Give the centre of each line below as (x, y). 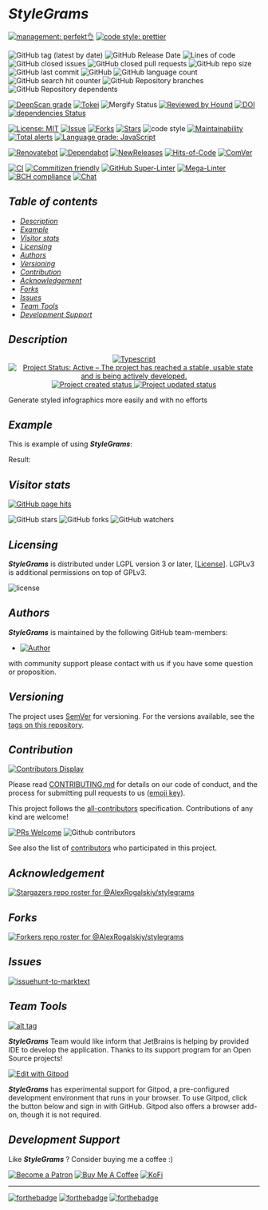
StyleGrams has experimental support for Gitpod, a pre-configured (119, 1089)
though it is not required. (61, 1114)
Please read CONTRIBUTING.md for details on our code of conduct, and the (133, 785)
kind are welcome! (39, 817)
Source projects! (35, 1058)
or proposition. (33, 672)
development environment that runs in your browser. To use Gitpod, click (128, 1097)
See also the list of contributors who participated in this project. (113, 848)
